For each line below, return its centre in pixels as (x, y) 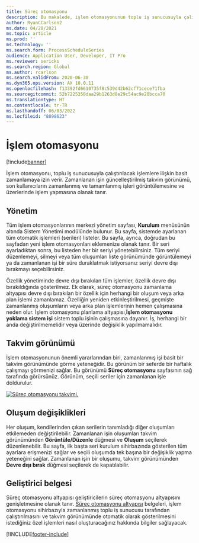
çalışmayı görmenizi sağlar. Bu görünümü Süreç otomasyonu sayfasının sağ (99, 370)
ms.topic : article (29, 34)
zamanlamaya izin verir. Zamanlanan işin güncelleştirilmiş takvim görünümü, (99, 180)
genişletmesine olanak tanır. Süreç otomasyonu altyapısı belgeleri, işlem (94, 504)
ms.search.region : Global (38, 67)
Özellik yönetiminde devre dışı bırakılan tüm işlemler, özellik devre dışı (91, 281)
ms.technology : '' (29, 45)
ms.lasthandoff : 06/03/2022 (41, 111)
